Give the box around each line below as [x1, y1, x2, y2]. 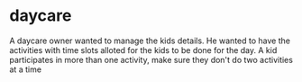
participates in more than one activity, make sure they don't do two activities [9, 54, 293, 65]
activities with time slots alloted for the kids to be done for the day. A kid [9, 44, 278, 55]
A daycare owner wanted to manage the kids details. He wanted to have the [9, 35, 291, 46]
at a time [9, 64, 42, 75]
